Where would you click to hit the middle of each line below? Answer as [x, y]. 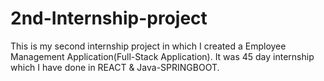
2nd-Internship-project [109, 18]
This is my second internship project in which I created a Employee [148, 46]
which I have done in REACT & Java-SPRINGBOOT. [115, 67]
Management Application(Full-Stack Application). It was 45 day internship [162, 56]
